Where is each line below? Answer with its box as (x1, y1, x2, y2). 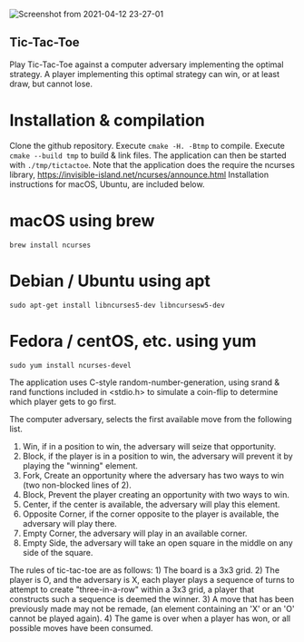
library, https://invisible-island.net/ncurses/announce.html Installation (9, 169, 270, 180)
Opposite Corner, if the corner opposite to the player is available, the (22, 509, 279, 519)
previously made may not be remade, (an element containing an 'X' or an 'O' (9, 603, 295, 614)
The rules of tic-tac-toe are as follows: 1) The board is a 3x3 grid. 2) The (9, 564, 279, 576)
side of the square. (22, 547, 93, 558)
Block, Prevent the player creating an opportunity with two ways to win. (22, 489, 290, 499)
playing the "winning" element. (22, 459, 139, 471)
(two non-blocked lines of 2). (22, 479, 132, 490)
